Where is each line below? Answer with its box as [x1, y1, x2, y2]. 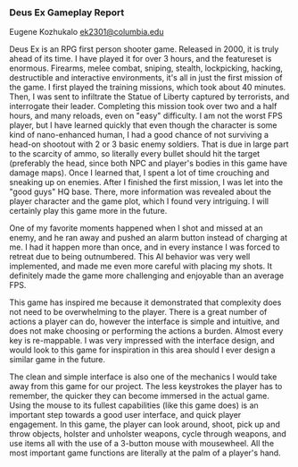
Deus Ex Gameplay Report [9, 6, 125, 19]
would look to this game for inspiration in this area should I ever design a [9, 344, 276, 355]
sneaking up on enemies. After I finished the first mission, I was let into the [9, 177, 284, 188]
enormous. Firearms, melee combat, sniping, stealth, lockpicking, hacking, [9, 63, 284, 73]
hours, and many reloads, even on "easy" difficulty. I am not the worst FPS [9, 110, 283, 122]
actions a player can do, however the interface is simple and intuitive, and [9, 316, 280, 327]
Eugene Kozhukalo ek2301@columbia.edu [9, 27, 164, 38]
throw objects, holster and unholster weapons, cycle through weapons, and [9, 429, 287, 439]
